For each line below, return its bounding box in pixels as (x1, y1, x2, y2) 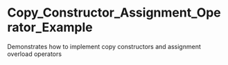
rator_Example (7, 19, 94, 35)
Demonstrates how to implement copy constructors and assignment (7, 42, 201, 50)
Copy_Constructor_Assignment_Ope (7, 5, 222, 21)
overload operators (7, 50, 62, 58)
